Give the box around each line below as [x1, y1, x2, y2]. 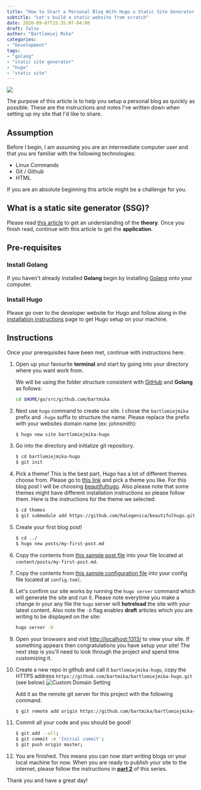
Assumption [7, 127, 53, 138]
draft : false [7, 25, 39, 32]
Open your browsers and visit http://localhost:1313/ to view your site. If [15, 635, 190, 642]
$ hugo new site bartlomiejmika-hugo [15, 432, 110, 437]
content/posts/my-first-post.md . [15, 558, 98, 565]
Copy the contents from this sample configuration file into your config [15, 569, 188, 576]
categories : [7, 37, 36, 42]
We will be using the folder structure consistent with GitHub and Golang [15, 378, 193, 385]
